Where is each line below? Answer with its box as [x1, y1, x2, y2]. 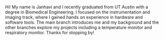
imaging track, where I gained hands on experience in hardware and [5, 14, 143, 20]
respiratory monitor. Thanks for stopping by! [5, 30, 94, 35]
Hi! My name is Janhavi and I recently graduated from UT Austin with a [5, 4, 148, 10]
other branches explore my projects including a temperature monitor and [5, 25, 152, 30]
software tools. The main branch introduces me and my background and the [5, 19, 159, 25]
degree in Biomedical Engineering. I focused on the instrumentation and [5, 9, 151, 15]
